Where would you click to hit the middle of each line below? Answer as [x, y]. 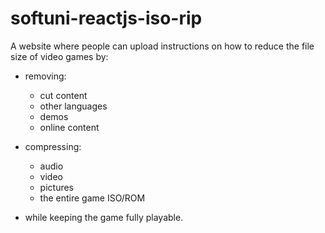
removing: [45, 76]
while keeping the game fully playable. [104, 217]
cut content [63, 95]
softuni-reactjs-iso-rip [106, 18]
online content [69, 127]
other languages [73, 106]
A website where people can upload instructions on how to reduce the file [162, 46]
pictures [57, 187]
